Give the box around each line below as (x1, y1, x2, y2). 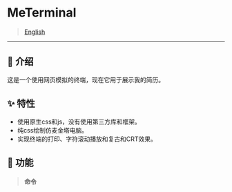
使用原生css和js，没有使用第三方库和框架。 (17, 117, 142, 126)
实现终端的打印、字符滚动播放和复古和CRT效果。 (17, 135, 157, 143)
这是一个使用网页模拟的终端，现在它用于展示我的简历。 (7, 75, 164, 84)
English (23, 28, 46, 36)
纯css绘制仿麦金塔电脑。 (17, 126, 88, 134)
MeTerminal (7, 5, 77, 21)
